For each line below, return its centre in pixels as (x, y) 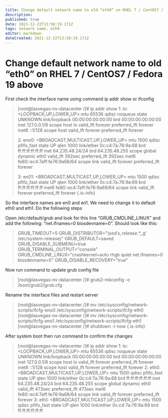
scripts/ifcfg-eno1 (36, 321)
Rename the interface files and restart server (52, 295)
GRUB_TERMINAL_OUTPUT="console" (58, 249)
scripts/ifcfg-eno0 (37, 310)
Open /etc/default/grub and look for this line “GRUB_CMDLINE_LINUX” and (83, 218)
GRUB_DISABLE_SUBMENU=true (52, 244)
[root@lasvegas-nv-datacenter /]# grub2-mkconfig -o (74, 280)
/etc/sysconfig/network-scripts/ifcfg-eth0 (100, 310)
